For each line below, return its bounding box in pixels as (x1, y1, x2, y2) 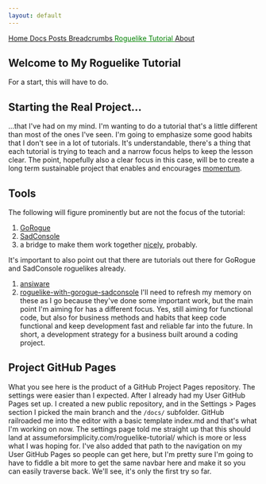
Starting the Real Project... (8, 100, 142, 113)
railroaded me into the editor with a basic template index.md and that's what (8, 416, 257, 425)
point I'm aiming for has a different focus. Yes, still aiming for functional (19, 305, 253, 314)
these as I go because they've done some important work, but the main (19, 296, 253, 305)
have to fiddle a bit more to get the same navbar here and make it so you (8, 458, 246, 467)
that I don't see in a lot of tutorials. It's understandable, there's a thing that (8, 138, 251, 148)
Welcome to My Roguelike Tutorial (8, 56, 181, 70)
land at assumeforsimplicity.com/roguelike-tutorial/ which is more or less (8, 432, 247, 442)
